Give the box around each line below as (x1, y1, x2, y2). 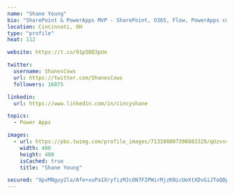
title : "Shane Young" (19, 164, 82, 171)
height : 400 (19, 151, 54, 158)
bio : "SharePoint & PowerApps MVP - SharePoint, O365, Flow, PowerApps (7, 17, 219, 24)
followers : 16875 (13, 81, 64, 88)
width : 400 (19, 144, 52, 151)
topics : (7, 112, 30, 119)
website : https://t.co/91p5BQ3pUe (7, 49, 108, 56)
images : (7, 132, 30, 139)
